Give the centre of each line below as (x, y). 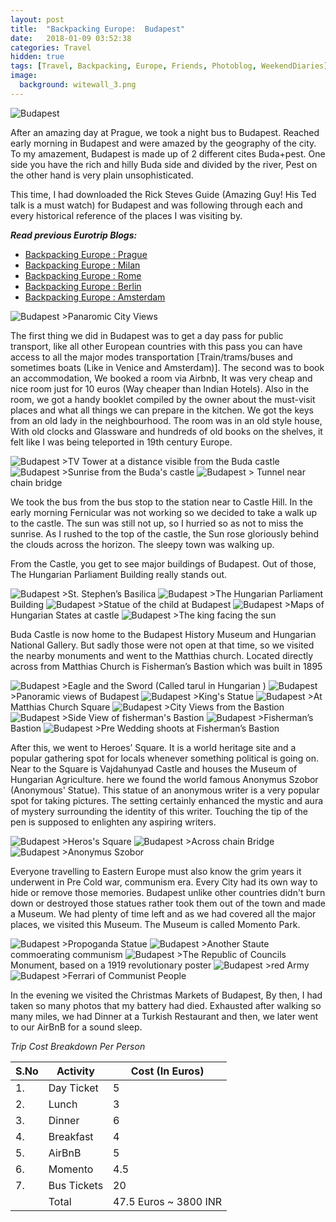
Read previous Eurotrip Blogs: (74, 235)
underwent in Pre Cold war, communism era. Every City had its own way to (164, 882)
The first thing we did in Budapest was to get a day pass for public (147, 335)
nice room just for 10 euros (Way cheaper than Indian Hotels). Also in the (160, 388)
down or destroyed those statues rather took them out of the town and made (168, 903)
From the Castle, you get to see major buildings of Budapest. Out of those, (163, 563)
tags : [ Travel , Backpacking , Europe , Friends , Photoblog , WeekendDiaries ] (169, 66)
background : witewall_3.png (78, 85)
